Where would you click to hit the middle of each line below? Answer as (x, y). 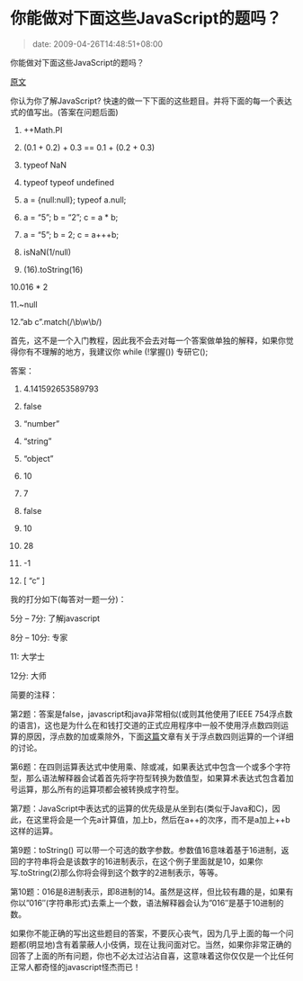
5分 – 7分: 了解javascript (55, 618)
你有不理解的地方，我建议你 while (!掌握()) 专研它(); (113, 351)
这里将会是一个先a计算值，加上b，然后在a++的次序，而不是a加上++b (162, 819)
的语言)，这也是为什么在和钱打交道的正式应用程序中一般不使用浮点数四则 (146, 724)
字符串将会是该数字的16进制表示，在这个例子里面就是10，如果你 (144, 861)
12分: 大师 (29, 675)
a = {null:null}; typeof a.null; (75, 200)
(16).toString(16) (53, 269)
